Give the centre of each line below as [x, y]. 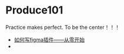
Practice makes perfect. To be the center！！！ [63, 27]
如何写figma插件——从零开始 [49, 39]
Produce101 [34, 10]
